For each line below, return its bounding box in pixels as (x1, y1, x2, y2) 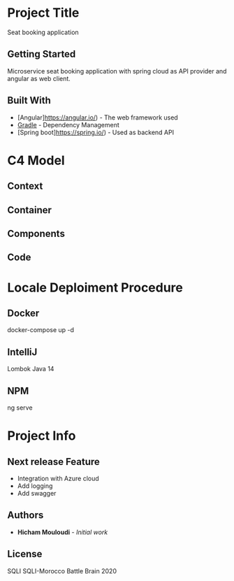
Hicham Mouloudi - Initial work (17, 528, 108, 536)
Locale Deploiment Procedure (7, 280, 184, 295)
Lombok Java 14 (7, 365, 54, 373)
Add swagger (17, 489, 57, 497)
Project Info (7, 428, 76, 444)
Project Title (7, 5, 80, 21)
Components (7, 227, 65, 239)
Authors (7, 509, 44, 522)
